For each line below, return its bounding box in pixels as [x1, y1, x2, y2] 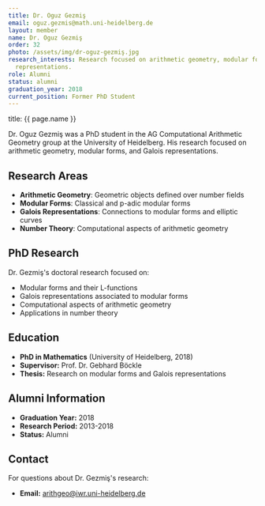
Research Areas [8, 169, 88, 183]
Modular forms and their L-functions [19, 282, 138, 293]
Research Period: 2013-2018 [19, 421, 114, 431]
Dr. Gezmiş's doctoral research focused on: [8, 267, 150, 277]
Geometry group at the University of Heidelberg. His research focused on [8, 138, 247, 147]
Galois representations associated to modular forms [19, 291, 188, 300]
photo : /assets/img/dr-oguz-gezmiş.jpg [8, 48, 140, 56]
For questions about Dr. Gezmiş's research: [8, 474, 149, 483]
